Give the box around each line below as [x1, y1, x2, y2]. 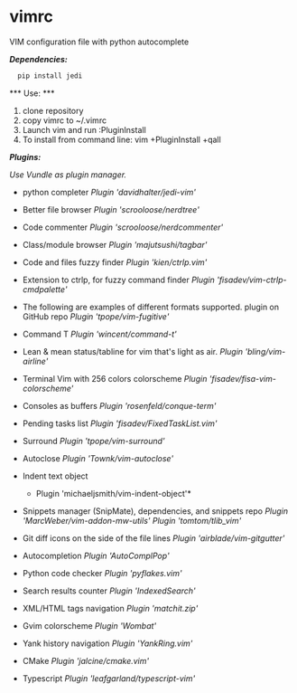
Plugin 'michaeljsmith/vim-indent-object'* [35, 488, 191, 498]
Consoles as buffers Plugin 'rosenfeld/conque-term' [22, 400, 217, 411]
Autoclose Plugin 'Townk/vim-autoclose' [22, 452, 174, 463]
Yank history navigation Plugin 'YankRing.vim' [22, 638, 193, 649]
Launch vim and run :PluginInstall [22, 124, 146, 135]
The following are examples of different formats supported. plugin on [22, 301, 280, 312]
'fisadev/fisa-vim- [209, 373, 277, 384]
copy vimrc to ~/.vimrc [22, 115, 107, 126]
